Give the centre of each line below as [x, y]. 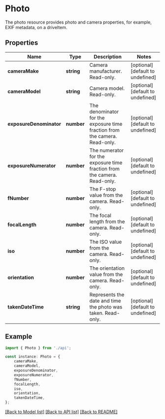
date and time [105, 301]
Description [108, 56]
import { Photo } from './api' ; [38, 348]
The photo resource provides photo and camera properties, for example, [78, 22]
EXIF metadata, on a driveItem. [36, 27]
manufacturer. [106, 71]
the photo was [106, 307]
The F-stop [103, 189]
